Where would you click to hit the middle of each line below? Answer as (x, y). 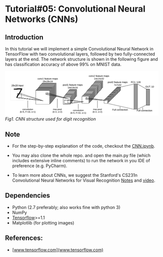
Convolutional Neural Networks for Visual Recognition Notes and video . (84, 180)
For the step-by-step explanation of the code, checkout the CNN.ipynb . (83, 146)
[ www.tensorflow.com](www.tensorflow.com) (58, 250)
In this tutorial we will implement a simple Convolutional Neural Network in (79, 49)
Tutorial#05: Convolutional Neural (75, 9)
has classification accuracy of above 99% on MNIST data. (63, 64)
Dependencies (27, 196)
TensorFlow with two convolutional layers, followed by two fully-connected (80, 54)
